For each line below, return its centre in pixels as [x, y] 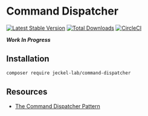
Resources [27, 92]
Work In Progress [28, 39]
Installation [28, 59]
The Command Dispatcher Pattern [58, 106]
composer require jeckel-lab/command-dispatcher [69, 73]
